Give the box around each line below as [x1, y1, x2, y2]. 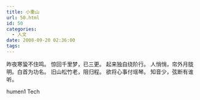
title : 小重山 [6, 9, 40, 15]
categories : [6, 26, 37, 32]
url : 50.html [6, 15, 40, 21]
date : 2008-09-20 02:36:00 [6, 37, 75, 43]
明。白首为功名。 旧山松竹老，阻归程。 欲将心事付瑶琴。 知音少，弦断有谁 [6, 68, 194, 75]
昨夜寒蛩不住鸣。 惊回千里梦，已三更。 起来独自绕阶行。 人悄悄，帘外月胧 [6, 60, 194, 68]
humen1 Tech [6, 88, 40, 95]
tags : [6, 43, 20, 49]
